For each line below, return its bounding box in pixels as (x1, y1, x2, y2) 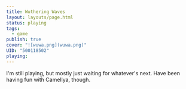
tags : (6, 25, 20, 32)
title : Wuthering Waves (6, 8, 66, 15)
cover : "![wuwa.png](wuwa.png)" (6, 42, 87, 48)
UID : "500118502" (6, 48, 50, 54)
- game (11, 31, 28, 37)
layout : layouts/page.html (6, 14, 74, 20)
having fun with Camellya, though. (6, 76, 91, 83)
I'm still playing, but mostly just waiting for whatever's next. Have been (6, 69, 181, 76)
